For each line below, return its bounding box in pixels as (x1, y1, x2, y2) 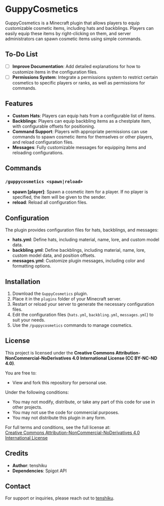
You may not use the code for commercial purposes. (12, 409, 120, 415)
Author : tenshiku (12, 462, 47, 468)
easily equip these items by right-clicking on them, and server (5, 30, 131, 36)
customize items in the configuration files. (12, 69, 98, 75)
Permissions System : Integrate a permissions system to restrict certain (12, 74, 158, 80)
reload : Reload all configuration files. (12, 200, 88, 206)
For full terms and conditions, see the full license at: (5, 424, 111, 430)
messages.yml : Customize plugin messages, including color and (12, 258, 145, 264)
